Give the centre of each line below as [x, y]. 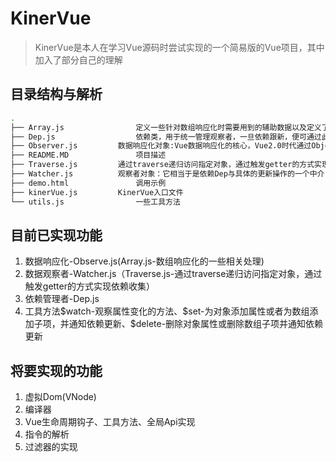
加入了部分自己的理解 [78, 59]
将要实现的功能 [56, 370]
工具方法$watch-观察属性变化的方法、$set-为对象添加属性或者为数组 [167, 311]
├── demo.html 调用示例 [88, 183]
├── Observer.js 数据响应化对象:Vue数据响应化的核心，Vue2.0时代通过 [161, 146]
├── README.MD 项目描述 [88, 155]
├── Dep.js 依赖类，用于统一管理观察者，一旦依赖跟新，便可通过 [166, 137]
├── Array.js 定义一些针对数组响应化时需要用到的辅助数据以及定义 [166, 127]
